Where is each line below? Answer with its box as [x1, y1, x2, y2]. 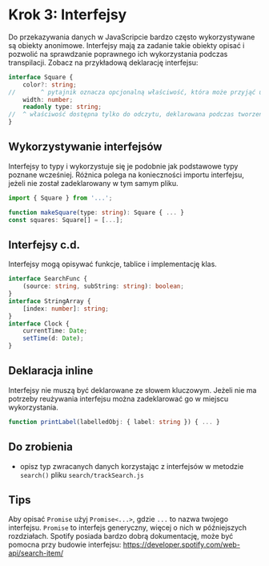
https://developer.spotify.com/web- [122, 540, 240, 550]
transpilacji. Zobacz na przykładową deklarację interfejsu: [8, 58, 199, 67]
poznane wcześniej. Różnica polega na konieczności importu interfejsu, [8, 170, 244, 180]
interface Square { [8, 73, 74, 81]
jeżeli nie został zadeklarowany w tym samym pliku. [8, 178, 179, 188]
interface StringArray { [8, 297, 91, 305]
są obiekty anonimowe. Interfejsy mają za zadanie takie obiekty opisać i [8, 40, 245, 50]
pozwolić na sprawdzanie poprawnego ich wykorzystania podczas [8, 49, 228, 59]
